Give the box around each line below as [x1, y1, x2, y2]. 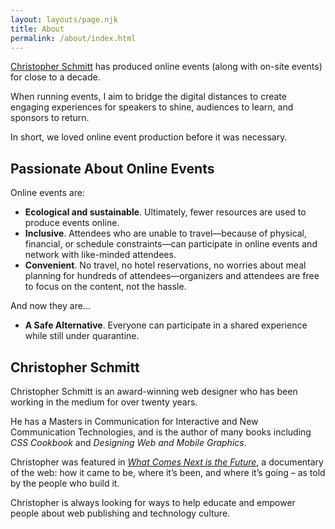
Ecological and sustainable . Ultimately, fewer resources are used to [24, 206, 307, 218]
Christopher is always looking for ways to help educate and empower [10, 497, 296, 508]
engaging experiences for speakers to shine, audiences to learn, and [10, 101, 294, 113]
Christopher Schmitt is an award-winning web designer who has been [10, 386, 298, 397]
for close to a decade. [10, 71, 101, 83]
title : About [10, 24, 65, 34]
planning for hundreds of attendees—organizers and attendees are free [24, 270, 320, 282]
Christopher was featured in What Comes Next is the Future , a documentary [10, 456, 324, 468]
